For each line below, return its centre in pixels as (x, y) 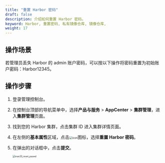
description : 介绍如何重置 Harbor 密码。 (45, 19)
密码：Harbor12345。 (32, 69)
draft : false (19, 14)
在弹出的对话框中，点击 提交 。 (43, 148)
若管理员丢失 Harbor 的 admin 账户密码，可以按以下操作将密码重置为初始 (80, 62)
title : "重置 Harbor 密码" (32, 10)
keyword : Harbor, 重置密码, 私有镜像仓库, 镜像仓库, (56, 24)
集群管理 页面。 (32, 116)
